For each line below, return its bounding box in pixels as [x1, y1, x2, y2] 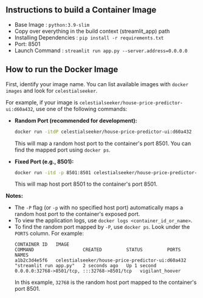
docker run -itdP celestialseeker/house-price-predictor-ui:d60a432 [14, 129, 192, 135]
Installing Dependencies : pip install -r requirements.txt [14, 33, 164, 41]
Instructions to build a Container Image [5, 5, 157, 15]
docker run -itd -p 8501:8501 [14, 169, 92, 175]
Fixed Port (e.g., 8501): [14, 158, 74, 165]
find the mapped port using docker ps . [14, 146, 111, 154]
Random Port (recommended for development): [14, 117, 137, 124]
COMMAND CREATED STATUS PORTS [14, 247, 181, 253]
